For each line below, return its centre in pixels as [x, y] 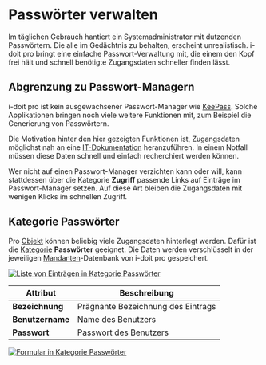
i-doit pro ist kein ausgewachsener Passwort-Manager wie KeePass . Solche [133, 106]
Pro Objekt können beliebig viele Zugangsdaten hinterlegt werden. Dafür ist [133, 241]
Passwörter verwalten [83, 15]
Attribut [41, 292]
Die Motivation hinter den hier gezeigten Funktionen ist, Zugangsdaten [124, 139]
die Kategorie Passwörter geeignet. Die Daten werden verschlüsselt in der [131, 249]
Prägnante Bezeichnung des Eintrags [147, 306]
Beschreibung [147, 292]
